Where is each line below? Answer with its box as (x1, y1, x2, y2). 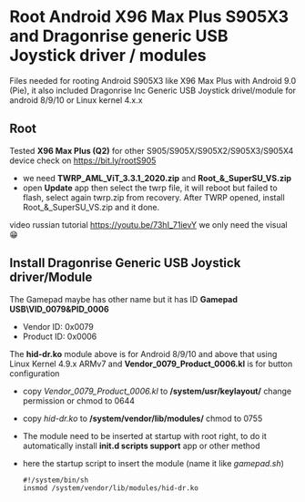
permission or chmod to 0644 (22, 394, 135, 406)
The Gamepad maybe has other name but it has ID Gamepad (9, 293, 239, 304)
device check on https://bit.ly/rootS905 (9, 155, 157, 166)
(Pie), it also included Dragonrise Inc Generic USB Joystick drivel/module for (9, 85, 297, 96)
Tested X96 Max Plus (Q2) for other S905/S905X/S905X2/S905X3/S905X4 (9, 145, 294, 156)
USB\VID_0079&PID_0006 (9, 303, 109, 314)
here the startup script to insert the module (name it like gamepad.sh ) (22, 457, 285, 468)
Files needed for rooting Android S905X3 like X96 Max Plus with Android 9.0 (9, 75, 297, 86)
